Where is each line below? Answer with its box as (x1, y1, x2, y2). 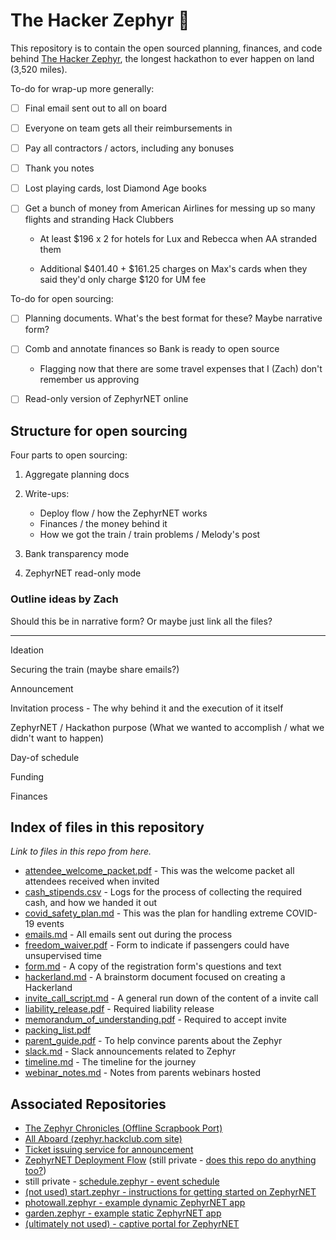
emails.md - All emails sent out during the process (24, 929, 233, 941)
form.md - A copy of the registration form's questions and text (24, 960, 282, 973)
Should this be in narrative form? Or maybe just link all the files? (10, 615, 273, 627)
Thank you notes (24, 162, 95, 174)
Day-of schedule (10, 751, 80, 763)
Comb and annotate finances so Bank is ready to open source (24, 343, 280, 355)
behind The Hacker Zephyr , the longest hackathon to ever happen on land (10, 52, 315, 64)
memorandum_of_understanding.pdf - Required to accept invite (24, 1014, 287, 1026)
